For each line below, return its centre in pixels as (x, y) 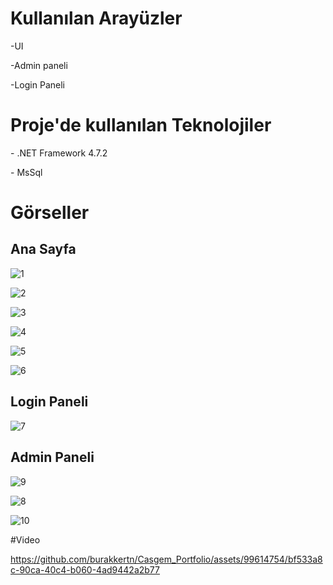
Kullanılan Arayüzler (96, 18)
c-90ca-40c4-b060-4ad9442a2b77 (85, 569)
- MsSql (26, 172)
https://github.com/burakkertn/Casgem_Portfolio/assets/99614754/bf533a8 (166, 559)
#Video (25, 539)
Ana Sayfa (43, 249)
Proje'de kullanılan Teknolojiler (141, 125)
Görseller (50, 213)
